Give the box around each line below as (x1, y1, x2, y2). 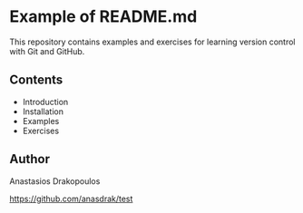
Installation (22, 106, 64, 117)
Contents (9, 73, 64, 88)
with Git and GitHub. (9, 45, 85, 56)
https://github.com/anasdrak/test (9, 193, 133, 204)
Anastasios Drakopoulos (9, 175, 101, 187)
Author (9, 151, 50, 167)
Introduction (22, 96, 69, 107)
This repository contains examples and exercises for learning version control (9, 36, 296, 47)
